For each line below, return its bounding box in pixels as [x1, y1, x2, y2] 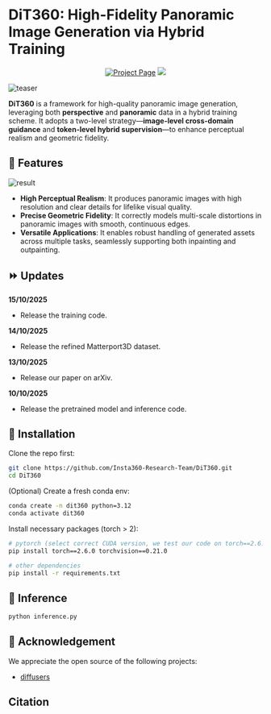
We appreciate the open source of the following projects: [8, 656, 198, 666]
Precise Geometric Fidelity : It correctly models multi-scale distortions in [19, 210, 262, 220]
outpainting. [19, 244, 60, 255]
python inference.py [8, 612, 78, 621]
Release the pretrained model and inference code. [19, 404, 187, 413]
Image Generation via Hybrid [8, 23, 205, 41]
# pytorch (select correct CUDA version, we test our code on [8, 539, 222, 547]
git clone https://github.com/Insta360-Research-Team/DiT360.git [8, 464, 232, 472]
